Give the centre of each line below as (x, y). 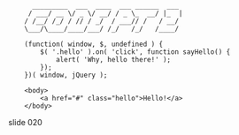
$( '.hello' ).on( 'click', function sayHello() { (135, 52)
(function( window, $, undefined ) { (94, 44)
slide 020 (26, 122)
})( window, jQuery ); (66, 75)
